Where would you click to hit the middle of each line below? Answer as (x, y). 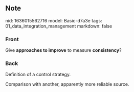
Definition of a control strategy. (38, 74)
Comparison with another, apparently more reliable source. (67, 84)
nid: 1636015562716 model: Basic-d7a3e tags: (54, 20)
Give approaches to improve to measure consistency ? (63, 50)
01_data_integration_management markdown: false (59, 26)
